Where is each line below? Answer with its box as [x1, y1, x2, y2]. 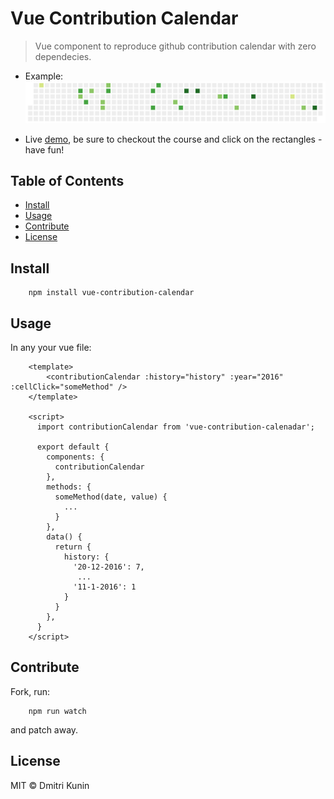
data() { [46, 532, 83, 542]
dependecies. [34, 50, 92, 62]
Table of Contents [10, 172, 125, 189]
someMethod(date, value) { [54, 492, 168, 502]
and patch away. [10, 723, 79, 736]
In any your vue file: [10, 341, 92, 353]
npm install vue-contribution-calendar [28, 288, 195, 298]
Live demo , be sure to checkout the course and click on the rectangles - [24, 133, 323, 145]
